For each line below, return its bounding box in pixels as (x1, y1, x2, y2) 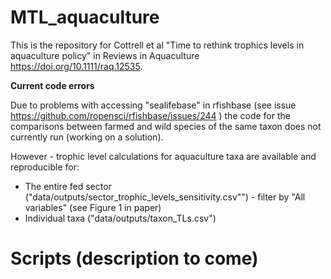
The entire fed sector (24, 180, 112, 192)
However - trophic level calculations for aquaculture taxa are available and (10, 150, 317, 162)
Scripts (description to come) (10, 247, 259, 270)
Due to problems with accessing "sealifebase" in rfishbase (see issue (10, 99, 297, 111)
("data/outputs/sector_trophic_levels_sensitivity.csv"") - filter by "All (24, 191, 306, 203)
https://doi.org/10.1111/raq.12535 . (10, 60, 143, 72)
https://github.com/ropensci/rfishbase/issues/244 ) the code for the (10, 109, 291, 121)
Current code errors (10, 79, 95, 91)
